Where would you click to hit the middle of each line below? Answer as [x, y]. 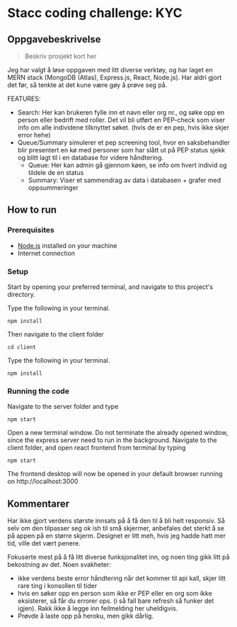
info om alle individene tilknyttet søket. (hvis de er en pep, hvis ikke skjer [123, 128]
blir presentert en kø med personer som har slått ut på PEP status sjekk [121, 150]
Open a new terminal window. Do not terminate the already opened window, [118, 433]
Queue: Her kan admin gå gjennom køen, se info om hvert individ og [127, 165]
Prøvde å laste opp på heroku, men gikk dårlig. [86, 616]
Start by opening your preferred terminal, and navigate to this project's [110, 287]
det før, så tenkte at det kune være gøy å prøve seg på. [87, 85]
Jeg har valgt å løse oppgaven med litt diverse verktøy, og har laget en [110, 70]
